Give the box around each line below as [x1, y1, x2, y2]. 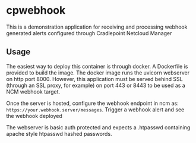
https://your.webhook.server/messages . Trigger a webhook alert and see [6, 105, 185, 113]
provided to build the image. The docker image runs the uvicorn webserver [6, 69, 190, 76]
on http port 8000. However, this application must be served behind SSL [6, 75, 183, 82]
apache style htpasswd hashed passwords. [6, 130, 112, 137]
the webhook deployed [6, 112, 62, 119]
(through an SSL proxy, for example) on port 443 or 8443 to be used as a [6, 82, 185, 89]
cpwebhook [6, 4, 66, 17]
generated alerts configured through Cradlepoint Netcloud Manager [6, 29, 172, 36]
